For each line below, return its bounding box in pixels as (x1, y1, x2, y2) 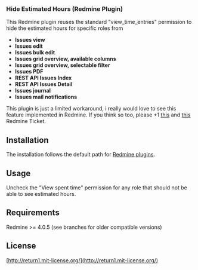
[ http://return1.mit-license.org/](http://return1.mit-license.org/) (6, 256, 159, 264)
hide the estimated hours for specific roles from (6, 24, 123, 32)
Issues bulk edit (14, 49, 55, 56)
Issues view (14, 36, 45, 44)
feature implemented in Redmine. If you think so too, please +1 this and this (6, 111, 191, 118)
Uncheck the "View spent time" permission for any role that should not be (6, 184, 188, 191)
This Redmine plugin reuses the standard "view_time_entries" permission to (6, 19, 192, 26)
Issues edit (14, 42, 43, 50)
